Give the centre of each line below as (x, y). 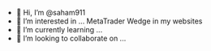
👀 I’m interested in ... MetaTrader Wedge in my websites (109, 21)
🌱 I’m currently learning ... (59, 30)
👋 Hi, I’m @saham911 (51, 13)
